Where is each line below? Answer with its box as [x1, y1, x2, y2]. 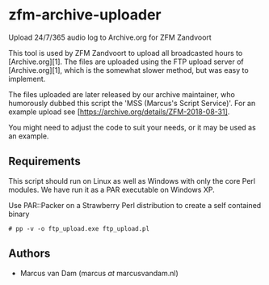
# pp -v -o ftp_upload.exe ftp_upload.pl [8, 224, 150, 232]
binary [8, 209, 30, 219]
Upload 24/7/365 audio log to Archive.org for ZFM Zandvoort [8, 32, 212, 42]
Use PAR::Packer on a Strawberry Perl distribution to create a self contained [8, 200, 262, 210]
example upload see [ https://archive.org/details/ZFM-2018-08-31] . [8, 107, 230, 117]
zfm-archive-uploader [8, 6, 162, 24]
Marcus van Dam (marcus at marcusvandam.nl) [19, 268, 179, 278]
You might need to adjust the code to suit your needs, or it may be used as [8, 122, 256, 132]
